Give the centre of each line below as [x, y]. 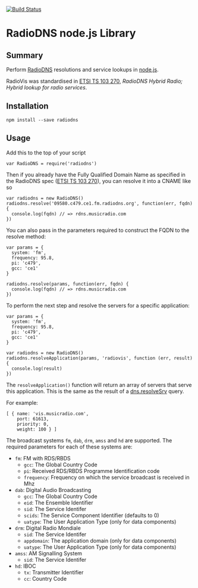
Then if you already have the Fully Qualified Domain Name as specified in [96, 174]
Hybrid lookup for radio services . [47, 87]
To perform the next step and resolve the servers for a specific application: [98, 305]
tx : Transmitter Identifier [54, 572]
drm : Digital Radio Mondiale [48, 528]
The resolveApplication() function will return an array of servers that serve [99, 385]
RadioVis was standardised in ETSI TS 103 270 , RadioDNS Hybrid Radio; [95, 81]
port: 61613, [33, 419]
